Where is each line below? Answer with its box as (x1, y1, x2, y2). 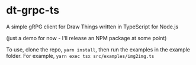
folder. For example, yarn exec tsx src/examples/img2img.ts (6, 52, 155, 59)
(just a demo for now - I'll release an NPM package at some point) (6, 34, 167, 41)
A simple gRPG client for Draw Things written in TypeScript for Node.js (6, 23, 179, 30)
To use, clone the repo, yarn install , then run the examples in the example (6, 45, 191, 53)
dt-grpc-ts (6, 4, 60, 17)
